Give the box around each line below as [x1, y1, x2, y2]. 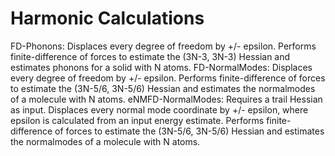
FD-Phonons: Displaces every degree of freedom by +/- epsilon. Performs [10, 40, 317, 52]
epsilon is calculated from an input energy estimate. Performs [10, 114, 265, 126]
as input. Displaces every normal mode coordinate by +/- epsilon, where [10, 103, 309, 116]
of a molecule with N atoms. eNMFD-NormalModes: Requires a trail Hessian [10, 93, 323, 105]
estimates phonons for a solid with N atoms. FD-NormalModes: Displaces [10, 61, 313, 73]
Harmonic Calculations [10, 7, 205, 30]
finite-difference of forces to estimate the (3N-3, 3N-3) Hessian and [10, 50, 291, 62]
